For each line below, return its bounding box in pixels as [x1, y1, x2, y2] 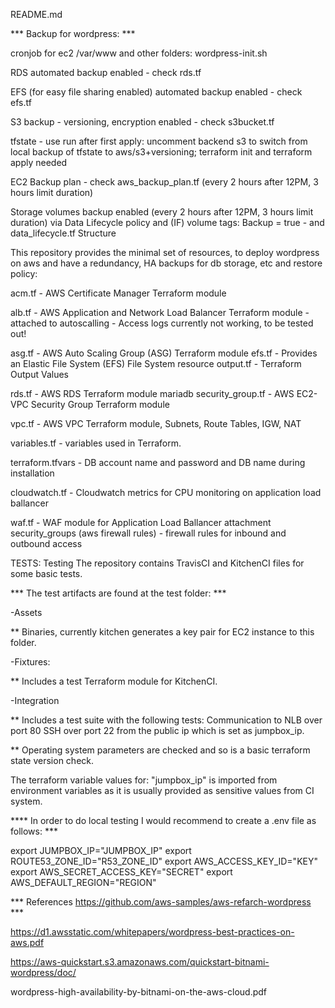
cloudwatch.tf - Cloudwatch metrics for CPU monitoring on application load [10, 487, 322, 498]
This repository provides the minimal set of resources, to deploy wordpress [10, 247, 320, 258]
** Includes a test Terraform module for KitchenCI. [10, 675, 218, 687]
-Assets [10, 607, 43, 618]
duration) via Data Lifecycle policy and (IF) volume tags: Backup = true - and [10, 217, 325, 228]
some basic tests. [10, 568, 83, 579]
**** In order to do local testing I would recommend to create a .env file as [10, 815, 317, 826]
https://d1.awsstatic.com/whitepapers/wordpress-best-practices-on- [10, 926, 295, 938]
